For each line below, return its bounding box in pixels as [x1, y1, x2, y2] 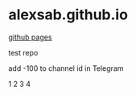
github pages [8, 32, 52, 42]
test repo [8, 47, 39, 57]
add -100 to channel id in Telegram [8, 63, 124, 73]
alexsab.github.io [8, 6, 129, 24]
